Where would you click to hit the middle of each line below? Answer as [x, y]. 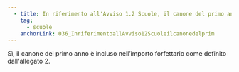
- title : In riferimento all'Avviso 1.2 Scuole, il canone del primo [119, 14]
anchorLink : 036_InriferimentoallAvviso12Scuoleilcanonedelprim [117, 34]
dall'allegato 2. [29, 61]
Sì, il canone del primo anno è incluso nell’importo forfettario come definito [117, 54]
